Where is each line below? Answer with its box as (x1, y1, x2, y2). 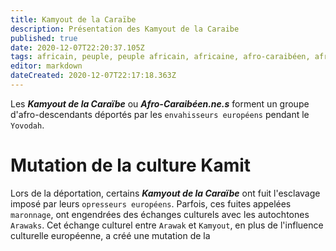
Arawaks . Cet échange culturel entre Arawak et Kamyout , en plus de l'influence (10, 219, 324, 231)
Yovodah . (10, 119, 45, 131)
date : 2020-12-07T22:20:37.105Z (10, 42, 145, 53)
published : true (10, 33, 78, 43)
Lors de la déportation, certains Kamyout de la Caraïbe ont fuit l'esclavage (10, 187, 321, 199)
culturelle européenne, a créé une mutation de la (10, 229, 211, 241)
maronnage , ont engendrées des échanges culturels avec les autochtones (10, 208, 310, 220)
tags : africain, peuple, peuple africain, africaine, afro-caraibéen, (10, 52, 311, 62)
